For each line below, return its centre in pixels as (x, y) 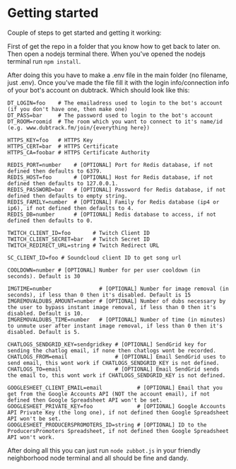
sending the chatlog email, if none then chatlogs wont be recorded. (112, 351)
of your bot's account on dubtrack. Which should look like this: (99, 90)
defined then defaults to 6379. (55, 171)
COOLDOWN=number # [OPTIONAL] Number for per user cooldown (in (104, 270)
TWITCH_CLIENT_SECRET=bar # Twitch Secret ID (79, 239)
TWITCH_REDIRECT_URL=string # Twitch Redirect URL (83, 245)
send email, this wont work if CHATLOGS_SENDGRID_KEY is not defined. (113, 363)
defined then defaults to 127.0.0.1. (63, 183)
